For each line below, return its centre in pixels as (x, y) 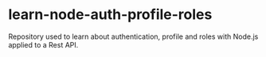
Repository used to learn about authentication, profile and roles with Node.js (133, 36)
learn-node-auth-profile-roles (110, 15)
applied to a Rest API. (43, 44)
